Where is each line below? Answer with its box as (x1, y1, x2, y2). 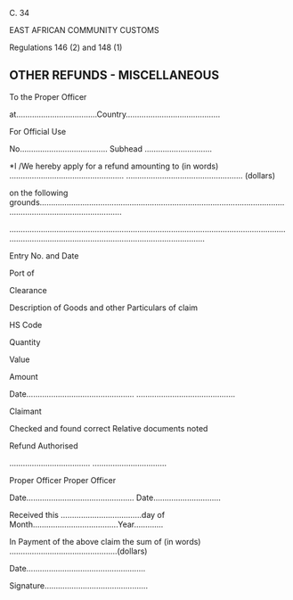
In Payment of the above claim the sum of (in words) (9, 536, 201, 547)
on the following (9, 187, 69, 198)
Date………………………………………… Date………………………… (9, 492, 221, 503)
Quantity (9, 336, 41, 347)
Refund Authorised (9, 440, 78, 451)
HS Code (9, 319, 43, 330)
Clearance (9, 284, 47, 295)
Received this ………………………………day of (9, 509, 166, 520)
